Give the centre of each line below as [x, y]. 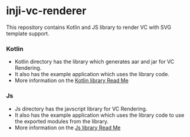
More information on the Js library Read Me [68, 128]
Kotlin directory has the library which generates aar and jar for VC [94, 62]
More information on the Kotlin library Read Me [71, 80]
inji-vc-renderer [46, 11]
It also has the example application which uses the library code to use [99, 115]
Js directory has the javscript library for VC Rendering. [81, 109]
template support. [28, 33]
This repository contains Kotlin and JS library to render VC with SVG [89, 27]
